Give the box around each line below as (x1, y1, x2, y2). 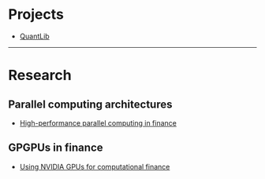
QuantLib (19, 31, 50, 41)
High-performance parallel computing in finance (19, 118, 177, 127)
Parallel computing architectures (8, 97, 173, 111)
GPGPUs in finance (8, 141, 104, 155)
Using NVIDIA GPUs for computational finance (19, 162, 170, 171)
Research (8, 67, 73, 84)
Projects (8, 5, 65, 24)
